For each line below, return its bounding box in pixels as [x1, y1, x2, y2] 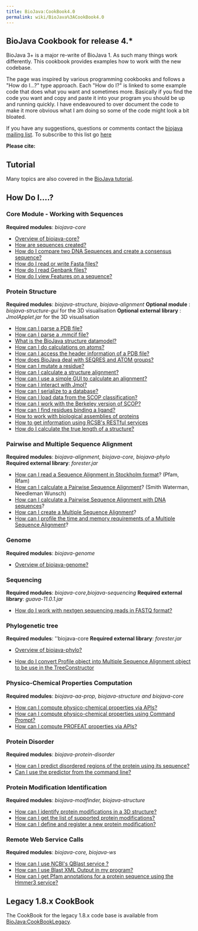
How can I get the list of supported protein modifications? [14, 815, 155, 822]
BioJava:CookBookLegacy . [6, 918, 72, 925]
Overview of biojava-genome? [14, 561, 89, 568]
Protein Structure [6, 287, 57, 295]
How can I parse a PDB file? [14, 325, 83, 332]
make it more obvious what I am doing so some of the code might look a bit [6, 107, 189, 114]
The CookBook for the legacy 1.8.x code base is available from [6, 912, 158, 919]
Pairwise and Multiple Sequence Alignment [6, 440, 133, 448]
